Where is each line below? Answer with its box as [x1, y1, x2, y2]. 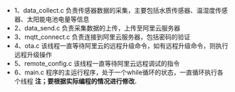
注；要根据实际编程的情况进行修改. [34, 77, 137, 85]
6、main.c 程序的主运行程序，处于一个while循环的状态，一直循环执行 [14, 68, 217, 76]
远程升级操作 [14, 50, 52, 59]
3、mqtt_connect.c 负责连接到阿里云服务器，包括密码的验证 [14, 33, 191, 41]
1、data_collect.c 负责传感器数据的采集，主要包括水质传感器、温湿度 [14, 6, 216, 14]
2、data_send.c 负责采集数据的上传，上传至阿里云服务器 [14, 24, 181, 32]
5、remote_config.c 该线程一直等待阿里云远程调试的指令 [14, 59, 180, 67]
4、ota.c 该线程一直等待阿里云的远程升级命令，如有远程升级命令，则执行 [14, 42, 229, 50]
